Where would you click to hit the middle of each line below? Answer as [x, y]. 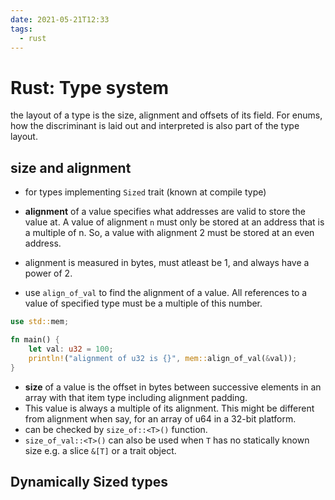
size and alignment [71, 167]
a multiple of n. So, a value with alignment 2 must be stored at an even [169, 233]
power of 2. [48, 273]
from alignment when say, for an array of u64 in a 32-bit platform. [160, 418]
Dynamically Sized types [89, 481]
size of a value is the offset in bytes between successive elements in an [173, 387]
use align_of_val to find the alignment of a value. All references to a [166, 293]
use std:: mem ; [40, 322]
